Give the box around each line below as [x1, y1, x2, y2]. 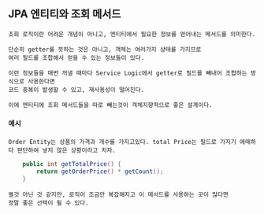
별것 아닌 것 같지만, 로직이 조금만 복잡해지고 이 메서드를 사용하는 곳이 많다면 [8, 190, 229, 198]
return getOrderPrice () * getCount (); [36, 168, 164, 175]
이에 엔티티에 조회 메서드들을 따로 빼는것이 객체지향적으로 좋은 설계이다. [8, 101, 213, 109]
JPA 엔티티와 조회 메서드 [8, 7, 121, 21]
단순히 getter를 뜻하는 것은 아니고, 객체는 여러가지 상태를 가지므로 [8, 46, 202, 53]
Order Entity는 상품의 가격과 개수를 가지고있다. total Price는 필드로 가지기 [8, 138, 236, 146]
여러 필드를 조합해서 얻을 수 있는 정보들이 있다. [8, 53, 145, 61]
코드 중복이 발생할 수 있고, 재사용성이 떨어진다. [8, 86, 145, 94]
